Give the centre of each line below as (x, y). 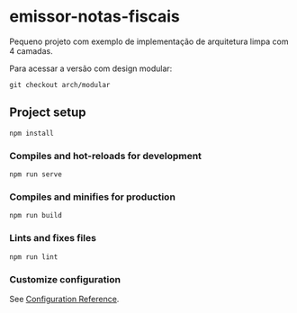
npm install (31, 133)
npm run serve (36, 174)
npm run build (36, 216)
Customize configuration (65, 279)
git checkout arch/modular (60, 85)
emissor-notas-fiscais (94, 17)
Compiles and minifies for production (92, 197)
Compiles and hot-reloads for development (106, 156)
